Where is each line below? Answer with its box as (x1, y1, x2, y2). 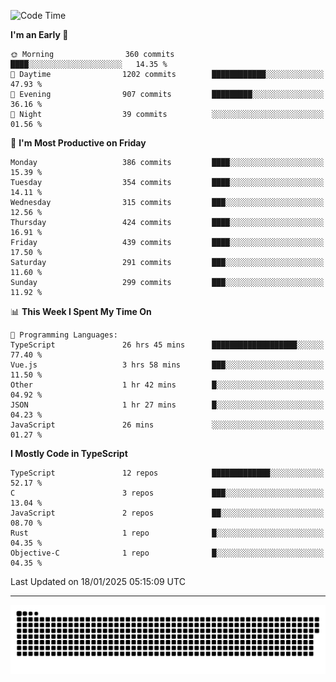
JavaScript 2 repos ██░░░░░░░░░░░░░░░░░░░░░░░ (10, 508, 325, 518)
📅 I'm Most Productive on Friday (10, 137, 147, 149)
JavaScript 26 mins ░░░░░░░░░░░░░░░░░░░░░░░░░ (10, 420, 325, 430)
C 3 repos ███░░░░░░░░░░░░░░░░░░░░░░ (10, 488, 325, 498)
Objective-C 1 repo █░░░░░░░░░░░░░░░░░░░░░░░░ (10, 548, 325, 558)
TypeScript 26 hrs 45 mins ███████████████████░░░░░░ (10, 340, 325, 350)
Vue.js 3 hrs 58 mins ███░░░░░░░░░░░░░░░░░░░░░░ (10, 360, 325, 370)
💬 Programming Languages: (10, 330, 118, 340)
